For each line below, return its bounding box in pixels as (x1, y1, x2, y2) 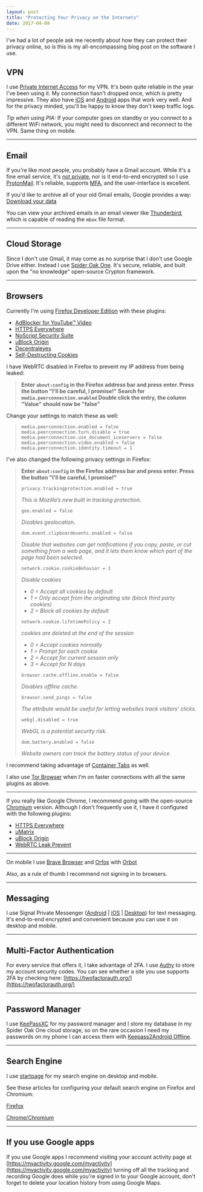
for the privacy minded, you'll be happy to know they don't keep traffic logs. (6, 102, 195, 110)
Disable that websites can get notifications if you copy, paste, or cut (21, 540, 192, 548)
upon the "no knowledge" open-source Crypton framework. (6, 268, 155, 275)
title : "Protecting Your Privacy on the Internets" (6, 15, 139, 21)
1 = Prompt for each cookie (30, 647, 98, 655)
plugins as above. (6, 780, 50, 787)
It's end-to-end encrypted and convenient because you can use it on (6, 916, 178, 923)
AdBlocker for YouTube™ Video (14, 319, 92, 326)
